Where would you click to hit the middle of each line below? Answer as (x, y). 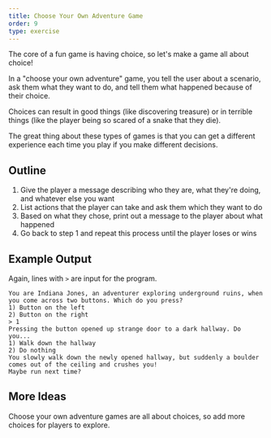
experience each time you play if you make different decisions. (113, 145)
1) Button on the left (47, 308)
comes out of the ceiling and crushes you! (83, 365)
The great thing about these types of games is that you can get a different (132, 136)
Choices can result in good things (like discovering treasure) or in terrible (131, 112)
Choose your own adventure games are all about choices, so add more (127, 416)
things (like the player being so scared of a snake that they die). (115, 120)
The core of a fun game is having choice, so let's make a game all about (129, 55)
